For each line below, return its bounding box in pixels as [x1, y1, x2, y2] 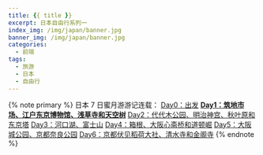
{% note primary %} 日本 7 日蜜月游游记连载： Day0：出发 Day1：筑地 [8, 100, 238, 109]
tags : [8, 56, 26, 64]
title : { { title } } [8, 11, 73, 20]
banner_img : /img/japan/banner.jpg [8, 33, 126, 42]
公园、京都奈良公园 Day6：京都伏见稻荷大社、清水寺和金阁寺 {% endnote [14, 129, 255, 138]
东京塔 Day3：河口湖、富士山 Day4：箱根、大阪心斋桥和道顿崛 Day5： [8, 120, 239, 129]
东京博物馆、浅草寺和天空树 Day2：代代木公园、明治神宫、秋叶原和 [35, 109, 256, 119]
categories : [8, 41, 47, 49]
